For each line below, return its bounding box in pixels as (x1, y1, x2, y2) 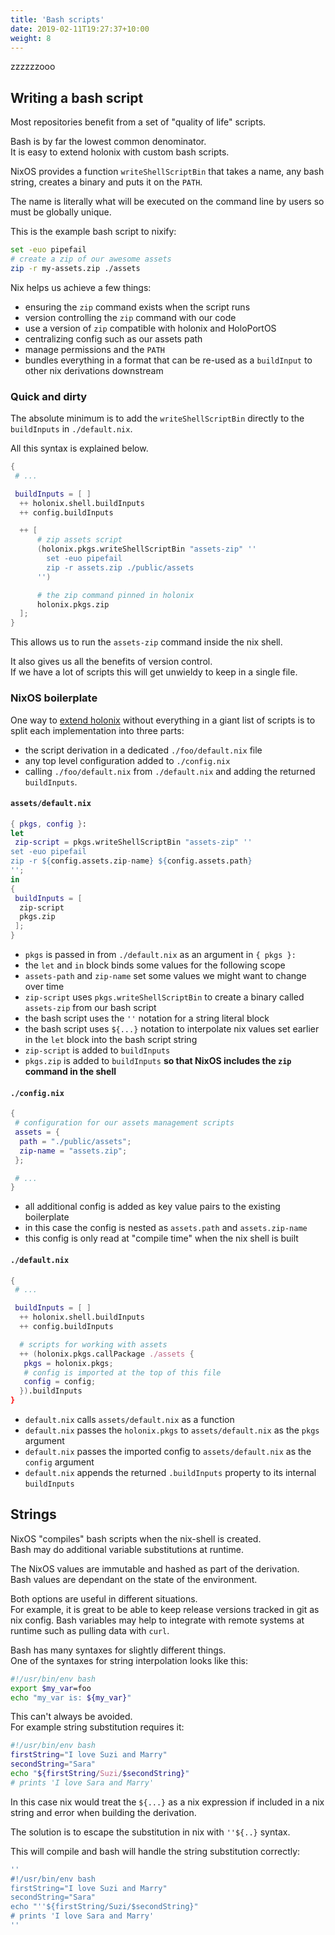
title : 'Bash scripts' (10, 14, 105, 25)
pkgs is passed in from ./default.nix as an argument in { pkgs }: (24, 949, 297, 961)
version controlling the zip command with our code (24, 311, 237, 323)
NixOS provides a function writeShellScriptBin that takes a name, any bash (10, 166, 325, 178)
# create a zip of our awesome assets (10, 254, 172, 265)
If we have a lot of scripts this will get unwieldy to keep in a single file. (10, 666, 298, 678)
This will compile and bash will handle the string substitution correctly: (10, 1845, 301, 1857)
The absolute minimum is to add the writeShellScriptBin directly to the (10, 412, 305, 425)
